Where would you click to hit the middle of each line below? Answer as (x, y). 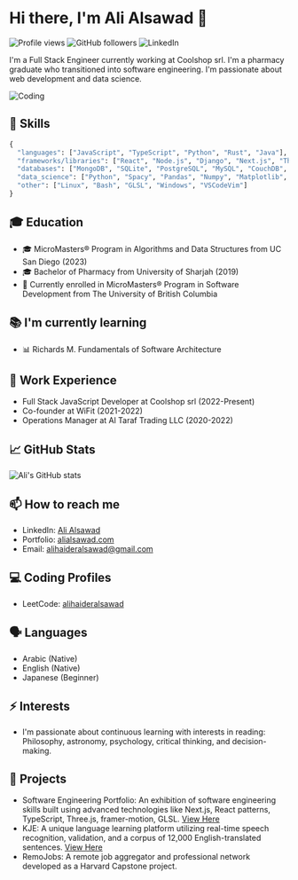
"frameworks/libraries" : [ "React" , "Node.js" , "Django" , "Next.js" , (146, 161)
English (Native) (51, 668)
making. (36, 751)
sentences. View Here (63, 847)
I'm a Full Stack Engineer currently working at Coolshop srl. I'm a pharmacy (147, 59)
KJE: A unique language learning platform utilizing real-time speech (145, 829)
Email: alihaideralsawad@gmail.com (87, 548)
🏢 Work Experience (63, 380)
